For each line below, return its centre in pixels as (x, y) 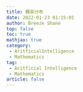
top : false (20, 29)
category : (19, 46)
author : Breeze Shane (34, 23)
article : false (25, 79)
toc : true (19, 34)
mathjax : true (24, 40)
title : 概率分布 (25, 12)
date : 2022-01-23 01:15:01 (40, 18)
